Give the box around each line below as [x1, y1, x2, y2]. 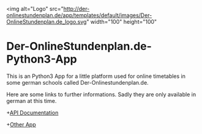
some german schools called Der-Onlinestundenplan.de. [6, 79, 149, 86]
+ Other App [6, 121, 37, 128]
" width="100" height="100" [86, 18, 157, 25]
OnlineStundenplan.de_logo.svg [6, 18, 87, 25]
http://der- [63, 5, 90, 12]
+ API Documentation [6, 109, 59, 116]
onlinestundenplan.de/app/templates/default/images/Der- [6, 12, 152, 19]
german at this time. [6, 97, 57, 104]
